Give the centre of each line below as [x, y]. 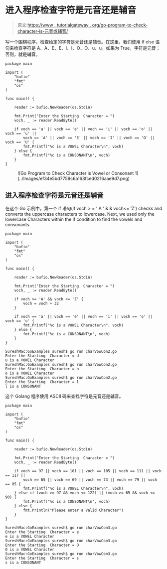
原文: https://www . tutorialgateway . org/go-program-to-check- [83, 25]
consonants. [18, 224]
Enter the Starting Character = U [42, 356]
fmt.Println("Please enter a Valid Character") [73, 510]
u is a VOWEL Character [30, 360]
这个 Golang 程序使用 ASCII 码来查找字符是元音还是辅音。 [64, 396]
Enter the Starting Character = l [42, 382]
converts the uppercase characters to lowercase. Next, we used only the [80, 214]
